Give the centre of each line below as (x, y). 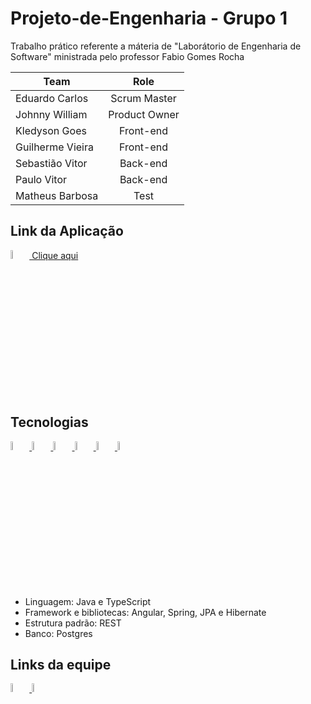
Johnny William (51, 114)
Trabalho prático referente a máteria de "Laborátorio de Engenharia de (156, 46)
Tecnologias (49, 422)
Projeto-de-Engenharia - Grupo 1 (149, 18)
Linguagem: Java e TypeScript (88, 601)
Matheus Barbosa (57, 195)
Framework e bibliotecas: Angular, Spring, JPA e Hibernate (145, 612)
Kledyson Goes (51, 130)
